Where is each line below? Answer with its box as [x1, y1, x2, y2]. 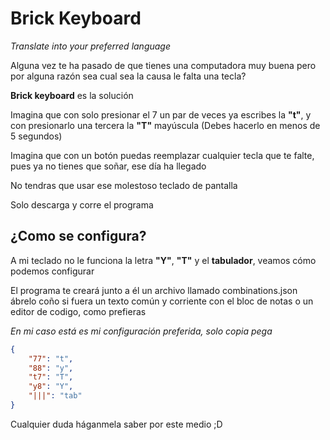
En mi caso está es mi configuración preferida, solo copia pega [10, 325, 273, 337]
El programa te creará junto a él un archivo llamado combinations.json [10, 284, 298, 296]
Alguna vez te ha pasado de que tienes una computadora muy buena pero [10, 59, 317, 71]
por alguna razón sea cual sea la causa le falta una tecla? [10, 70, 247, 82]
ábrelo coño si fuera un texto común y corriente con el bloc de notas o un [10, 295, 314, 307]
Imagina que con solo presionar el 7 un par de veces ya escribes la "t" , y [10, 108, 312, 121]
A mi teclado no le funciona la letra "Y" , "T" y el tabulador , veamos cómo [10, 254, 317, 266]
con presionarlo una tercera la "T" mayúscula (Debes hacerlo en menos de [10, 119, 321, 131]
